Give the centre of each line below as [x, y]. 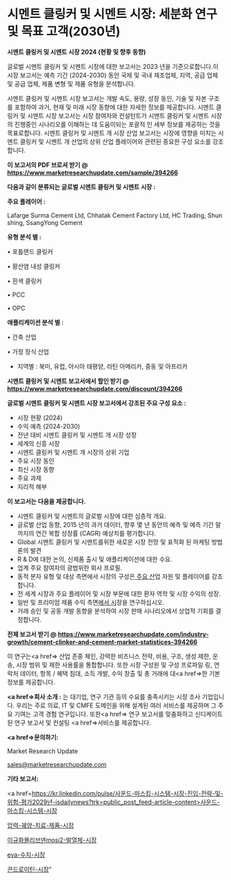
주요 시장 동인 [36, 460]
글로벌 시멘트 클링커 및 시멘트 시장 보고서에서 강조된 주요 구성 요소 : [97, 403]
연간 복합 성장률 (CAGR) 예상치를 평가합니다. [96, 533]
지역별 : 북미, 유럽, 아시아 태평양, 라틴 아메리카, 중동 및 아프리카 [102, 366]
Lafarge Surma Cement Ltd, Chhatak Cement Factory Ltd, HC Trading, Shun [115, 215]
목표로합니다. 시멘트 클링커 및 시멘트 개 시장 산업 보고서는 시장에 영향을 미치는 [112, 133]
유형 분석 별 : [24, 237]
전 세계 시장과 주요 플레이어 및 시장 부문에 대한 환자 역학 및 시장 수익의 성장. [119, 594]
